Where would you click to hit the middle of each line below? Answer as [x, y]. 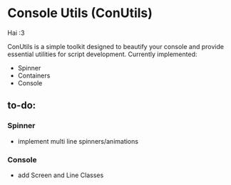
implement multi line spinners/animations [78, 141]
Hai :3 [16, 33]
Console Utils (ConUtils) [80, 13]
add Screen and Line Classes [61, 175]
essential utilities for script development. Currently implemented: [102, 54]
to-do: [22, 106]
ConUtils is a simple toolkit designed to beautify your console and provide [116, 46]
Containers [34, 75]
